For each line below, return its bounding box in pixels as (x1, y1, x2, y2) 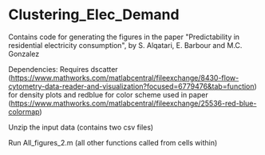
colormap (8, 106, 40, 117)
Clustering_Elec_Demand (8, 6, 180, 24)
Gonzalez (8, 49, 40, 58)
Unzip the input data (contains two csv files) (8, 122, 154, 132)
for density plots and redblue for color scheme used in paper (8, 89, 209, 99)
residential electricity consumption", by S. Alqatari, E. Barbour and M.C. (8, 40, 243, 50)
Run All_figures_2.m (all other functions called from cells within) (8, 137, 218, 147)
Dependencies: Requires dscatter (8, 64, 118, 74)
